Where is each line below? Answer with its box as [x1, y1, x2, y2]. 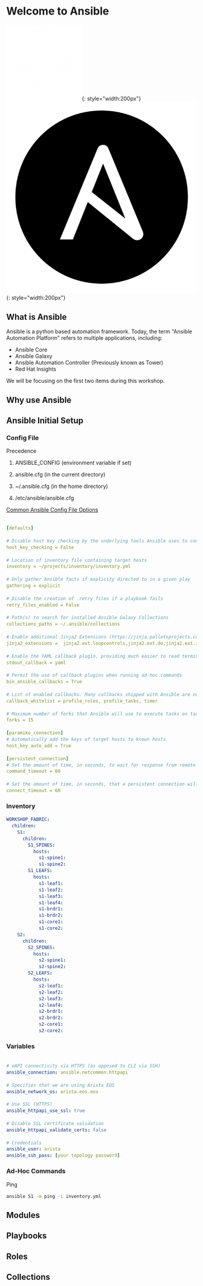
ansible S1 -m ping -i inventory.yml [6, 1193, 101, 1199]
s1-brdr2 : [38, 912, 63, 919]
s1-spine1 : [38, 855, 66, 861]
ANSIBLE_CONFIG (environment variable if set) [14, 459, 132, 467]
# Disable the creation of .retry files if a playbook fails [6, 595, 164, 601]
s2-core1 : [38, 1021, 63, 1027]
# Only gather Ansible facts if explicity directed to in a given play [6, 577, 190, 583]
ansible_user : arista [6, 1146, 61, 1152]
